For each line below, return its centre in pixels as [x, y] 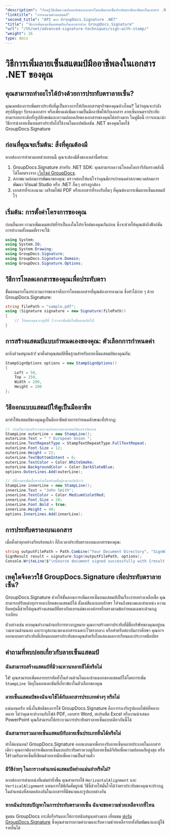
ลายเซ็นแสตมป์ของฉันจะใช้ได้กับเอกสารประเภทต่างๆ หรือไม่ [62, 697]
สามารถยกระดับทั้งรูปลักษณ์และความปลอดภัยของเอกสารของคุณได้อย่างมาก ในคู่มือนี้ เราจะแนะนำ [85, 117]
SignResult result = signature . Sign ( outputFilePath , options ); [74, 557]
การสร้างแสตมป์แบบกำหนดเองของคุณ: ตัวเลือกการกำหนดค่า [80, 341]
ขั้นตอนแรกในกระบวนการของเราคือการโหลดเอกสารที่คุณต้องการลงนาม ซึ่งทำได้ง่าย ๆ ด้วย [80, 291]
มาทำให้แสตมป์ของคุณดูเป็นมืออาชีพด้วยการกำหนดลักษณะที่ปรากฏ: [61, 420]
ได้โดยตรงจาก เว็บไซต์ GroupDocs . [44, 173]
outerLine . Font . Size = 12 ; [34, 448]
